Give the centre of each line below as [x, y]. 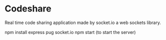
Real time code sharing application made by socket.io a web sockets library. [83, 22]
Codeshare [28, 9]
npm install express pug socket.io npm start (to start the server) [70, 32]
